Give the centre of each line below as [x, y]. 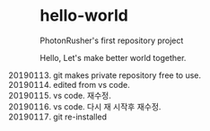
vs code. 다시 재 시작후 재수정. [107, 106]
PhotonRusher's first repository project [112, 40]
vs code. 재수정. [82, 95]
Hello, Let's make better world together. [113, 57]
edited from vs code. [92, 84]
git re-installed [80, 117]
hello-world [84, 16]
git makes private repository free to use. [127, 75]
